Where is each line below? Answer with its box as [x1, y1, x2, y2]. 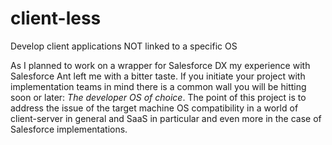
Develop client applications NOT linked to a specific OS [10, 40, 238, 52]
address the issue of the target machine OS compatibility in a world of [10, 102, 299, 114]
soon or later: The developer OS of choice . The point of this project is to [10, 91, 307, 103]
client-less [10, 7, 102, 30]
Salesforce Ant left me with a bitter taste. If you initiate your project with [10, 70, 306, 82]
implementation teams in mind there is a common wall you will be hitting [10, 80, 307, 92]
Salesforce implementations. [10, 123, 128, 135]
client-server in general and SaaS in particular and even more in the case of [10, 112, 322, 124]
